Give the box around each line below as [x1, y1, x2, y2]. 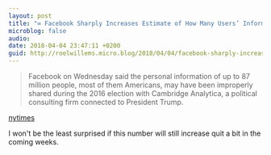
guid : [8, 49, 27, 57]
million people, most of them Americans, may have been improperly [27, 80, 253, 90]
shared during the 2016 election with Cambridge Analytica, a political [27, 89, 258, 98]
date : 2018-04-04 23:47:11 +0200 [8, 42, 121, 50]
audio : [8, 34, 31, 43]
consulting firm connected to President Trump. [27, 98, 184, 107]
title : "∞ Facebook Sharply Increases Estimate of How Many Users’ [8, 19, 240, 27]
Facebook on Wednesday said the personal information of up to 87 [27, 72, 251, 81]
